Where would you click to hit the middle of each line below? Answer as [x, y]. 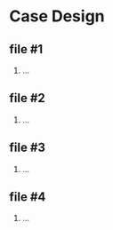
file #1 [26, 49]
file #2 [28, 98]
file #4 [28, 197]
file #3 [28, 148]
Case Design [57, 16]
